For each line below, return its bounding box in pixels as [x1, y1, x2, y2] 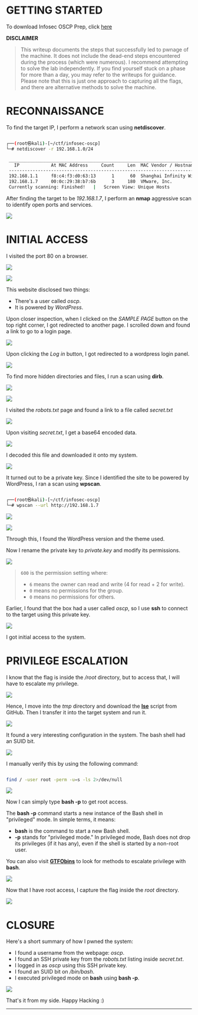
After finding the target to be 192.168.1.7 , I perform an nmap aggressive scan [6, 194, 192, 201]
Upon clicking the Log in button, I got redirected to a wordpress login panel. [6, 350, 190, 357]
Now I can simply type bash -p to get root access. [6, 798, 128, 805]
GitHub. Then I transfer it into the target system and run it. [6, 708, 147, 715]
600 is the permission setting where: [20, 569, 108, 576]
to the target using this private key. [6, 611, 91, 618]
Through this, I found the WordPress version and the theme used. [6, 535, 165, 542]
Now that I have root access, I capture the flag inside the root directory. [6, 887, 180, 894]
